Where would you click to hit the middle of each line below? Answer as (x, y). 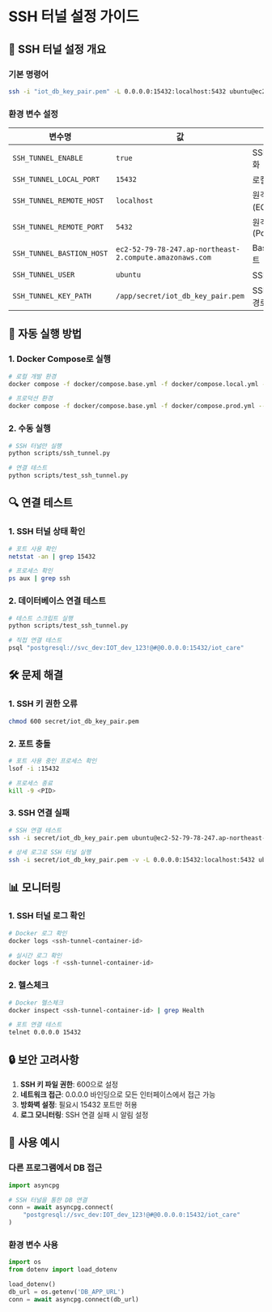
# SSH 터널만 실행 (35, 446)
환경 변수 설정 (34, 114)
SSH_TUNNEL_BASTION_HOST (60, 254)
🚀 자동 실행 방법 (45, 334)
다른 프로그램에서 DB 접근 (55, 1168)
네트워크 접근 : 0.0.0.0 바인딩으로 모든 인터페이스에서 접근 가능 (118, 1094)
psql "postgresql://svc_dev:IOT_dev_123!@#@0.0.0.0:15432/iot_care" (126, 648)
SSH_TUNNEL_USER (44, 275)
